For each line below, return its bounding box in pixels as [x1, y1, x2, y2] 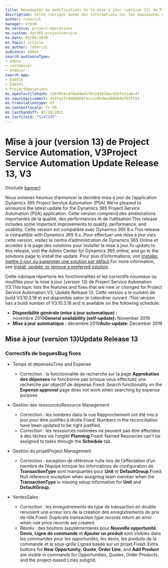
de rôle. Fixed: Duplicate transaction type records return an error [19, 514, 152, 520]
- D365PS [5, 82, 23, 87]
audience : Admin [5, 49, 39, 54]
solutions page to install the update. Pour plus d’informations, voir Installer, [5, 253, 159, 259]
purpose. [19, 392, 39, 399]
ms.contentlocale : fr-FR [5, 105, 57, 110]
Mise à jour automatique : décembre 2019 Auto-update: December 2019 [12, 320, 162, 326]
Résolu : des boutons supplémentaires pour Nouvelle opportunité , [19, 525, 157, 531]
